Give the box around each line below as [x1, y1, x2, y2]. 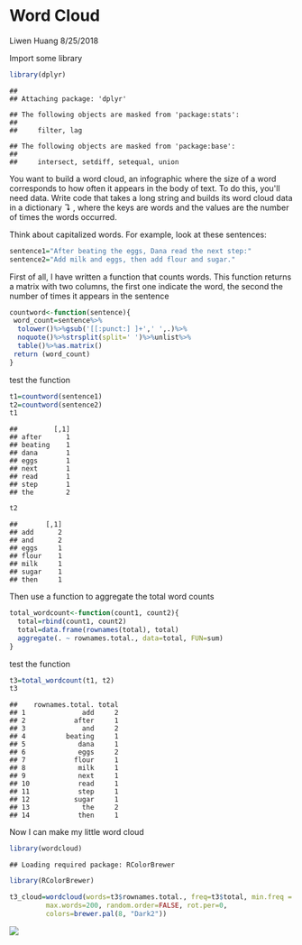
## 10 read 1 [9, 779, 119, 789]
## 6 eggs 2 [9, 748, 119, 757]
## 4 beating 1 [9, 732, 119, 741]
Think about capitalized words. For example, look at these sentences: [9, 229, 268, 240]
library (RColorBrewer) [9, 876, 95, 885]
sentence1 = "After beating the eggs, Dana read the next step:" [9, 246, 252, 255]
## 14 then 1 [9, 811, 119, 821]
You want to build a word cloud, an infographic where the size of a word [9, 173, 277, 184]
